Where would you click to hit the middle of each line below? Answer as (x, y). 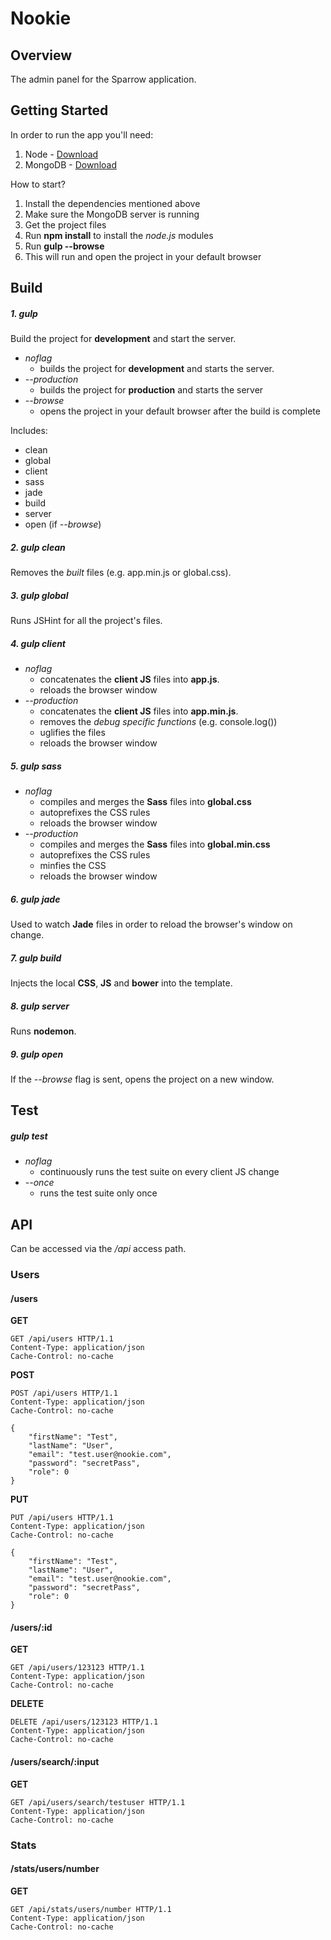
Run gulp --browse (64, 246)
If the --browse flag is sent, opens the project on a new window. (142, 1079)
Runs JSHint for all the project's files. (86, 621)
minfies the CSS (73, 866)
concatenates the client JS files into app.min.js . (139, 711)
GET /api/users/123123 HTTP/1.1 (77, 1668)
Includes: (29, 431)
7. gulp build (36, 958)
